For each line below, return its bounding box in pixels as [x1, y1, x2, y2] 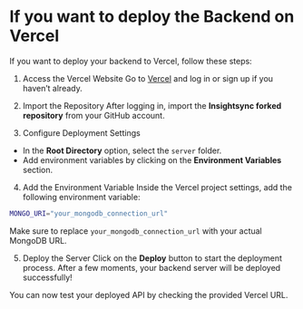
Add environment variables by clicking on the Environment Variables [22, 154, 282, 165]
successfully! [22, 272, 73, 283]
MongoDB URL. [9, 235, 67, 246]
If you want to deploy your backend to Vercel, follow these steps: [9, 55, 252, 66]
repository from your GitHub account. [22, 110, 165, 121]
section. [22, 164, 54, 175]
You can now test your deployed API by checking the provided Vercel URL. [9, 289, 288, 300]
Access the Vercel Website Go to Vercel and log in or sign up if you [22, 72, 274, 83]
